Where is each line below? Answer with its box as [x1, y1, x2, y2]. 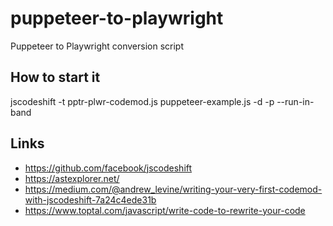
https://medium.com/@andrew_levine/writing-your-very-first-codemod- [24, 183, 323, 195]
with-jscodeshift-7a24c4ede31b [24, 193, 157, 206]
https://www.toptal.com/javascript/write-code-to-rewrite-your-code [24, 204, 306, 216]
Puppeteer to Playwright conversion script [10, 40, 184, 52]
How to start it [10, 69, 101, 86]
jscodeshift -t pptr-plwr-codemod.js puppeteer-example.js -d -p [10, 95, 275, 107]
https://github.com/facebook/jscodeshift [24, 162, 193, 174]
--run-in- [276, 95, 315, 107]
